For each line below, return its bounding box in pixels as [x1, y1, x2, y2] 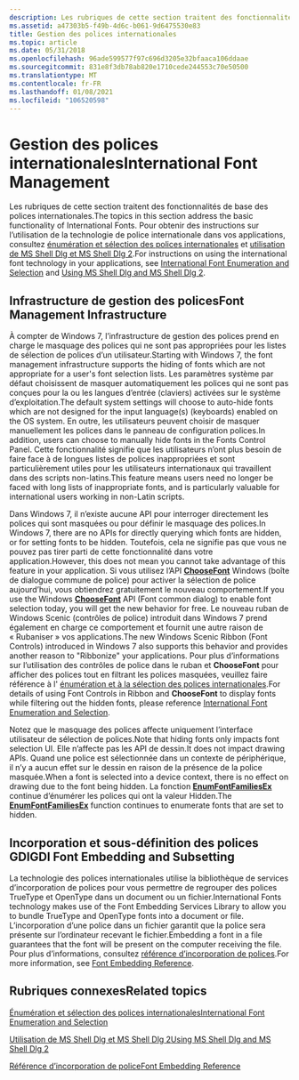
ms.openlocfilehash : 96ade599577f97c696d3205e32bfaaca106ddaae [9, 54, 249, 63]
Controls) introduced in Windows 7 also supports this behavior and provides [9, 641, 288, 652]
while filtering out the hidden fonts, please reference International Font [9, 697, 268, 708]
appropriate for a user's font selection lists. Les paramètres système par [9, 368, 274, 379]
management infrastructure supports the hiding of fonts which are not [9, 359, 265, 370]
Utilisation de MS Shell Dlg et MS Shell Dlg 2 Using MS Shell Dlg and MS [9, 1034, 271, 1044]
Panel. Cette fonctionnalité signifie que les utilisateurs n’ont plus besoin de [9, 444, 282, 455]
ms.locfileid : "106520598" [9, 95, 109, 105]
